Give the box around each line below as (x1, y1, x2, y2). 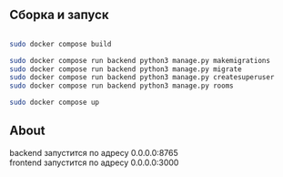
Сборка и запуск (9, 7, 109, 23)
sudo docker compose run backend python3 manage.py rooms (9, 81, 234, 90)
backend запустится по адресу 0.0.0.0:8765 (9, 147, 179, 158)
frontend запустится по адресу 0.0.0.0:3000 (9, 157, 179, 168)
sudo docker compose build (9, 39, 112, 48)
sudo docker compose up (9, 98, 100, 108)
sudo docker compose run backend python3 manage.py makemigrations (9, 56, 271, 65)
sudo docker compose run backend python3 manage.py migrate (9, 64, 243, 74)
